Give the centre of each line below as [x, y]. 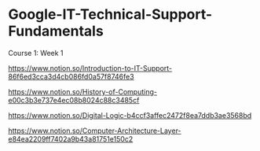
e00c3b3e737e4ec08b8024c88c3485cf [74, 100]
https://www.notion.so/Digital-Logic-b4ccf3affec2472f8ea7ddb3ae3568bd [130, 115]
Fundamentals [56, 31]
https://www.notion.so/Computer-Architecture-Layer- [95, 131]
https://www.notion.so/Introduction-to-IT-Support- [90, 68]
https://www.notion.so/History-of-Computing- [82, 91]
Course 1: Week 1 [36, 53]
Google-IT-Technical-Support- [110, 15]
